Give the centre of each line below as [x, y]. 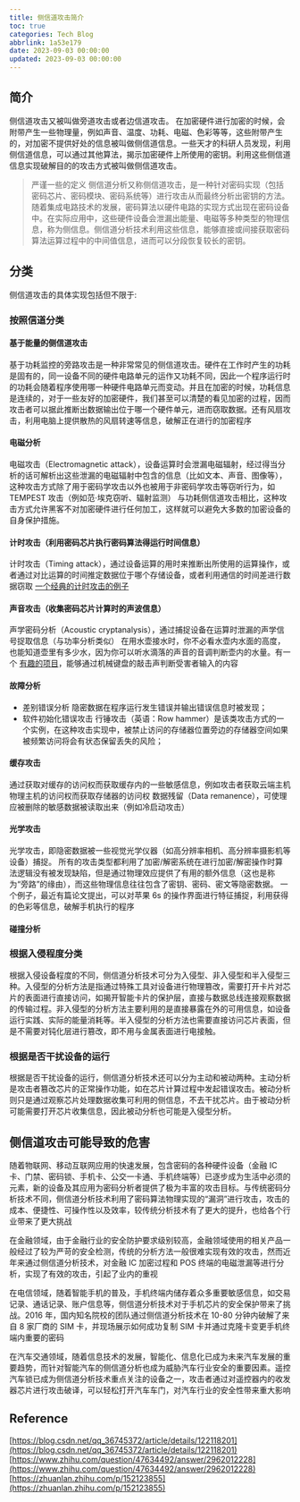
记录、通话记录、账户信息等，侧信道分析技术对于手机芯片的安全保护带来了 [146, 1303]
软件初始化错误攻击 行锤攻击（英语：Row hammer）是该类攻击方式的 [149, 718]
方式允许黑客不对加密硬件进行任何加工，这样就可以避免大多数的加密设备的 [154, 509]
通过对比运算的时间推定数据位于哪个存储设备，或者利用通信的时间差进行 [150, 575]
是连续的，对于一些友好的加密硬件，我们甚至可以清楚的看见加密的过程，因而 [150, 398]
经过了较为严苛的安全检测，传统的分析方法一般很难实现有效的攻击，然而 [150, 1251]
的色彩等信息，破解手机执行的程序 [72, 906]
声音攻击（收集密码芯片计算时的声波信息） [87, 608]
